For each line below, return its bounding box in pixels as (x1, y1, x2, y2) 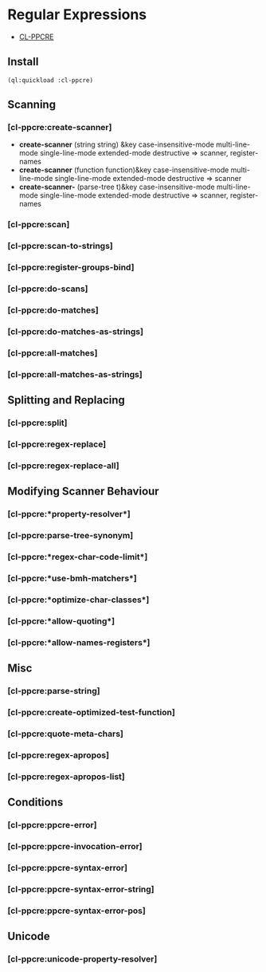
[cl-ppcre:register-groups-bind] (7, 262, 135, 273)
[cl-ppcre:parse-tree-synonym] (7, 530, 134, 541)
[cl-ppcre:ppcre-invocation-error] (7, 841, 143, 852)
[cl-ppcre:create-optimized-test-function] (7, 707, 176, 718)
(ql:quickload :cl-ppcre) (7, 76, 93, 85)
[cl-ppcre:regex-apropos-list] (7, 771, 125, 782)
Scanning (7, 98, 57, 112)
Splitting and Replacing (7, 393, 125, 407)
